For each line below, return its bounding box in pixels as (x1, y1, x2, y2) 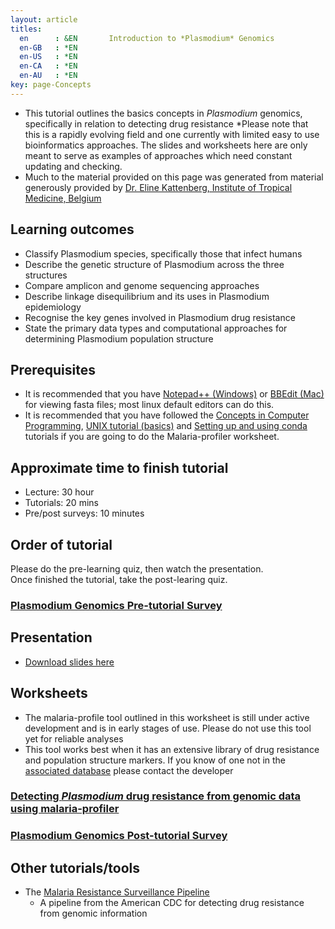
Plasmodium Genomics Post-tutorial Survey (10, 829, 228, 843)
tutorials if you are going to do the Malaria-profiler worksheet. (24, 431, 280, 443)
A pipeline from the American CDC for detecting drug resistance (39, 897, 305, 909)
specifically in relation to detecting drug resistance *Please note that (24, 117, 309, 130)
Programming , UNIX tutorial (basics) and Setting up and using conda (24, 420, 308, 432)
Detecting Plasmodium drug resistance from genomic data (10, 789, 302, 803)
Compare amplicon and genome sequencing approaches (24, 279, 260, 291)
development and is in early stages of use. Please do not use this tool (24, 722, 312, 734)
